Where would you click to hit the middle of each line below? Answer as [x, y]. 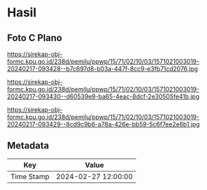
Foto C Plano [35, 38]
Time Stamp [30, 176]
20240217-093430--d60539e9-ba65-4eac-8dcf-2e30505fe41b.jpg [103, 96]
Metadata [28, 146]
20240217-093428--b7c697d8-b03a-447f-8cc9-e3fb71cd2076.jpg [102, 69]
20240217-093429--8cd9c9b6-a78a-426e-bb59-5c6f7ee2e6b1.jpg [103, 124]
